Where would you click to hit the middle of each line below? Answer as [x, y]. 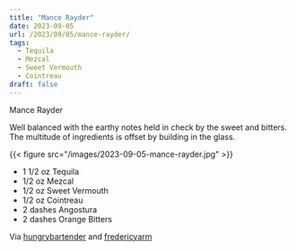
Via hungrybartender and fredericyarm [81, 236]
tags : [19, 43]
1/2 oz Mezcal [48, 181]
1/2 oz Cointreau [52, 200]
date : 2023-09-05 [42, 26]
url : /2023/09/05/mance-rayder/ [70, 34]
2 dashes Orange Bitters [67, 219]
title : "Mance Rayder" [52, 17]
